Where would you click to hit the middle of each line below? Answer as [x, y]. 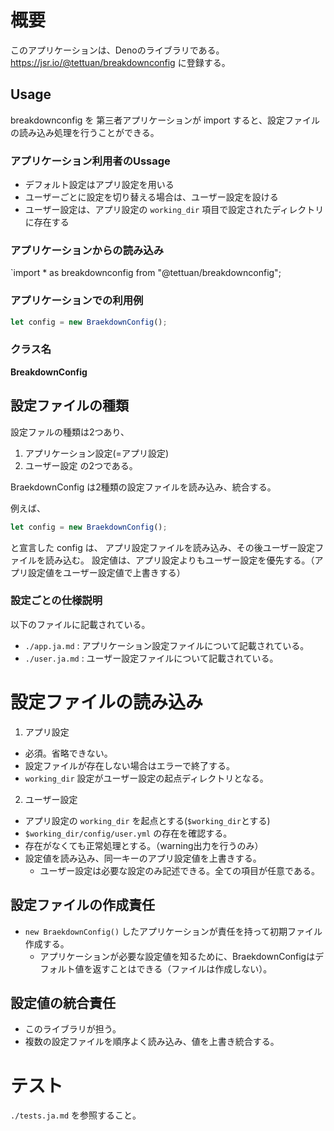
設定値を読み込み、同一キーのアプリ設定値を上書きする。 [143, 858]
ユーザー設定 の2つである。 [81, 465]
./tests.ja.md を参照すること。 [76, 1115]
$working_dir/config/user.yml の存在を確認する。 [128, 833]
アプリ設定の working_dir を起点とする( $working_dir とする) [147, 820]
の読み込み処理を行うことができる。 [85, 132]
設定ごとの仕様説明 [56, 601]
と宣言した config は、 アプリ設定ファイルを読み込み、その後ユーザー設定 [163, 547]
